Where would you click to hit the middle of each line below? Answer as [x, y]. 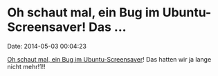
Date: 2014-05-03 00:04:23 [47, 46]
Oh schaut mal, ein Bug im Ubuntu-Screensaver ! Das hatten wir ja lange [109, 59]
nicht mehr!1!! [27, 66]
